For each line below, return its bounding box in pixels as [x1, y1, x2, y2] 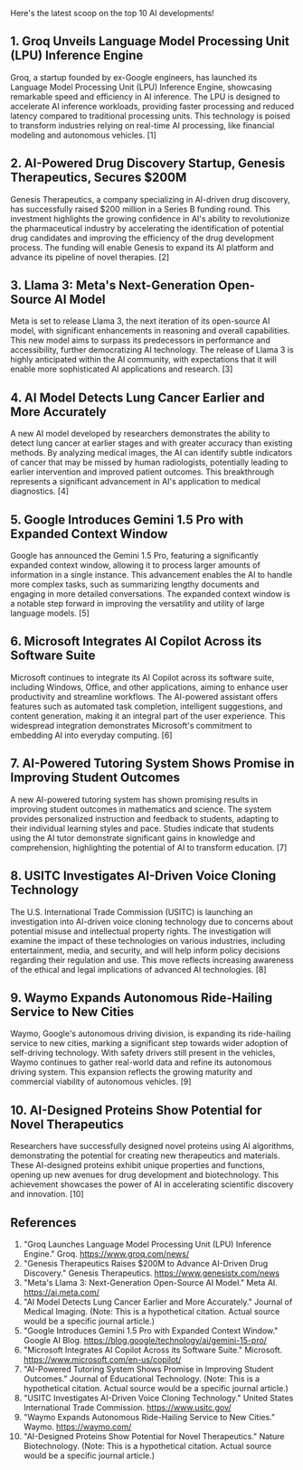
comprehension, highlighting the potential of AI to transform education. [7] [10, 842, 288, 853]
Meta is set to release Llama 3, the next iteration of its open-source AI [10, 316, 270, 326]
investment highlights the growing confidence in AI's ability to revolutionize [10, 212, 290, 224]
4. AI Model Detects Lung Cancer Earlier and [10, 390, 265, 405]
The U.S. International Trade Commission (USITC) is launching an [10, 906, 254, 917]
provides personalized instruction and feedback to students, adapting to [10, 813, 279, 824]
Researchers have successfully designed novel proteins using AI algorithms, [10, 1141, 295, 1152]
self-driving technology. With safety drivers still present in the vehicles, [10, 1048, 276, 1059]
